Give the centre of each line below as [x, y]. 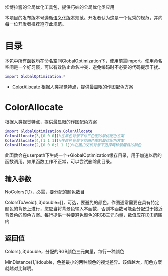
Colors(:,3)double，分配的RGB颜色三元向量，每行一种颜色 [65, 251]
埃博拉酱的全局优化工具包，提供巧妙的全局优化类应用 [60, 7]
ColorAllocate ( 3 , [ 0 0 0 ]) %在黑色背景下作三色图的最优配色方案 [65, 136]
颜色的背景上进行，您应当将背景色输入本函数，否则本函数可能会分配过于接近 [84, 209]
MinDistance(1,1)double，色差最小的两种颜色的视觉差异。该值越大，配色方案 [84, 262]
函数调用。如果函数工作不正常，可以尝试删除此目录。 [60, 162]
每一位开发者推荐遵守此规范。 [36, 24]
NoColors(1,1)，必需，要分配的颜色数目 [45, 192]
